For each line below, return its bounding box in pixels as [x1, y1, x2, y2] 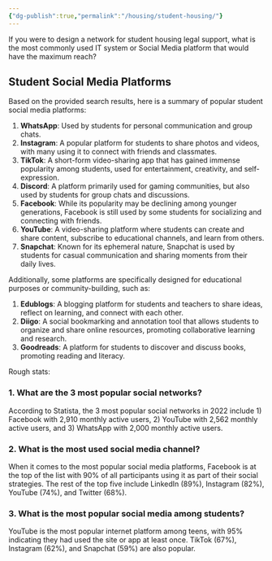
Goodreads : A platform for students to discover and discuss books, [19, 342, 246, 352]
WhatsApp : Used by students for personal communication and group [19, 121, 253, 131]
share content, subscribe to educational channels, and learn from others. [19, 233, 265, 243]
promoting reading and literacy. [19, 351, 126, 361]
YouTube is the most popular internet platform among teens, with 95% [8, 526, 244, 537]
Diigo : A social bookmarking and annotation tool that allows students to [19, 316, 260, 326]
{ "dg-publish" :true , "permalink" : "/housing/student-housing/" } [8, 11, 223, 20]
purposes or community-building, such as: [8, 284, 150, 294]
